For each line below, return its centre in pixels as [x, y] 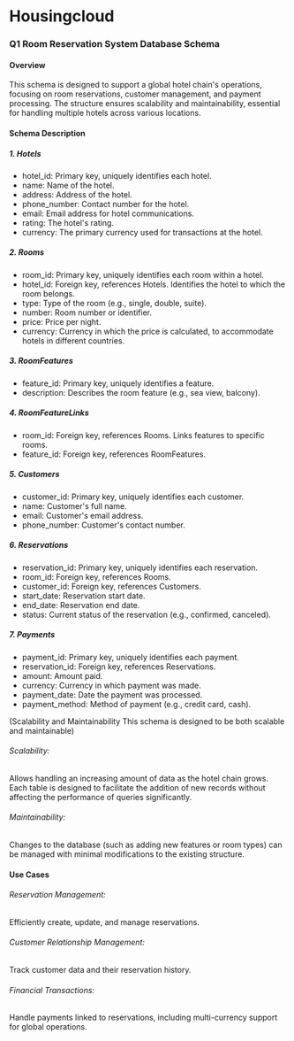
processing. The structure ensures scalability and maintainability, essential [145, 104]
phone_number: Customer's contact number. [103, 525]
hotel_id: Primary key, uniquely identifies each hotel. [117, 175]
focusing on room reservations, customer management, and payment [136, 94]
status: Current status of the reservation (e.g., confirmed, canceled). [147, 614]
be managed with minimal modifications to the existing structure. [127, 854]
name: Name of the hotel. [68, 185]
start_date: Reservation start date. [83, 596]
